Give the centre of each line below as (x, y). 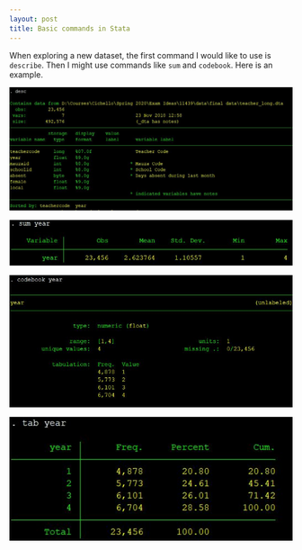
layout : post (34, 19)
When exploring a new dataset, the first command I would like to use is (140, 55)
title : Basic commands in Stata (70, 28)
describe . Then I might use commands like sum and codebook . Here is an (141, 65)
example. (26, 74)
